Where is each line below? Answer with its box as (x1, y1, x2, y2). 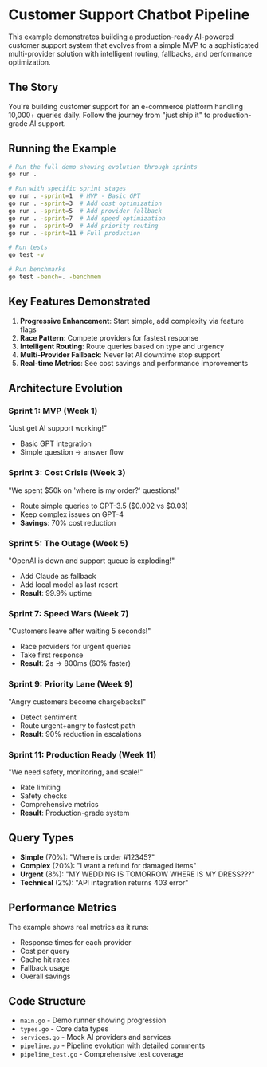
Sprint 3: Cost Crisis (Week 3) (8, 467, 126, 478)
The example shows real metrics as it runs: (8, 922, 149, 931)
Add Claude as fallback (19, 572, 97, 581)
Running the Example (8, 142, 117, 156)
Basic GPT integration (19, 439, 92, 448)
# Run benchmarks (8, 266, 66, 274)
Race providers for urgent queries (19, 642, 132, 652)
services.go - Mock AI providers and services (19, 1033, 171, 1042)
